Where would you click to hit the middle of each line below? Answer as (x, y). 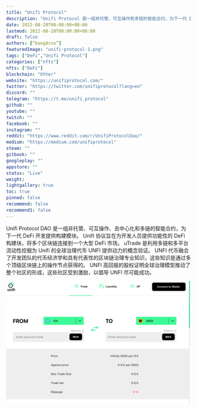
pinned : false (23, 198)
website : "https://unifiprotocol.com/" (55, 80)
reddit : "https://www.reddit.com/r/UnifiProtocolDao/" (74, 136)
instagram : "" (23, 130)
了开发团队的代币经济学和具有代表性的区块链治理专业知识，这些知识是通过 (96, 257)
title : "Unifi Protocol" (36, 12)
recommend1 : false (28, 210)
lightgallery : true (30, 185)
